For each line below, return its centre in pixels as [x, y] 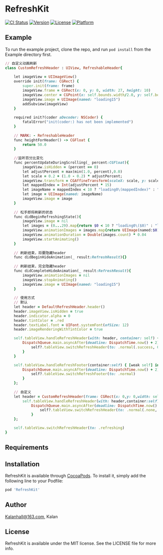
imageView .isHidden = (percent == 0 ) [60, 167]
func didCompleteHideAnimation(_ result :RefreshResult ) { [73, 271]
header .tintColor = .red [39, 320]
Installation [22, 464]
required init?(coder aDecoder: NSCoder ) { [58, 117]
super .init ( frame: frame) [49, 86]
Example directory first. [28, 54]
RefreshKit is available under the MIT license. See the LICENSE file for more [81, 543]
